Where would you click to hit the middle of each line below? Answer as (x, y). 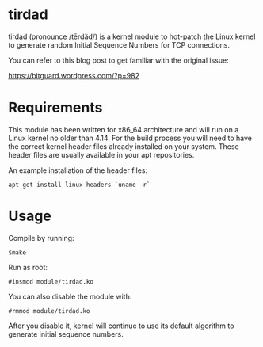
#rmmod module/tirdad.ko (49, 311)
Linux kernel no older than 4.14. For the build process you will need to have (130, 138)
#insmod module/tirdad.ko (51, 282)
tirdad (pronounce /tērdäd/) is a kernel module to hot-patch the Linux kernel (132, 36)
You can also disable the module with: (70, 296)
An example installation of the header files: (78, 170)
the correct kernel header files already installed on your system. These (124, 146)
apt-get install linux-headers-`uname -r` (79, 185)
